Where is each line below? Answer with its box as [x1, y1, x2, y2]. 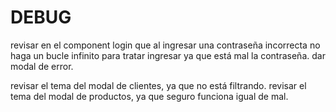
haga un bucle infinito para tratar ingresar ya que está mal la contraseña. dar [10, 49, 326, 61]
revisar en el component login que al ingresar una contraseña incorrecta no [10, 39, 321, 51]
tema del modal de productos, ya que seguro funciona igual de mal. [10, 90, 289, 102]
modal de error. [10, 60, 74, 72]
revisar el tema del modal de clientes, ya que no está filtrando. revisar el [10, 79, 307, 91]
